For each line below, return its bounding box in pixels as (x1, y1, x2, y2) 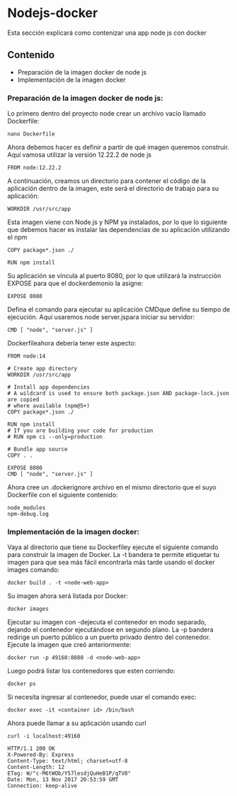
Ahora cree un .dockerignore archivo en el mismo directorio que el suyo (7, 483, 217, 492)
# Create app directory (7, 365, 78, 372)
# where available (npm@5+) (7, 402, 91, 409)
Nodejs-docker (7, 5, 98, 21)
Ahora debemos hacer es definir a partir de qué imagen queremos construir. (7, 143, 230, 152)
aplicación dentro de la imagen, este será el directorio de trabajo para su (7, 184, 219, 193)
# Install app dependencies (7, 384, 91, 391)
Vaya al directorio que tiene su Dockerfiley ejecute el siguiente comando (7, 543, 219, 551)
